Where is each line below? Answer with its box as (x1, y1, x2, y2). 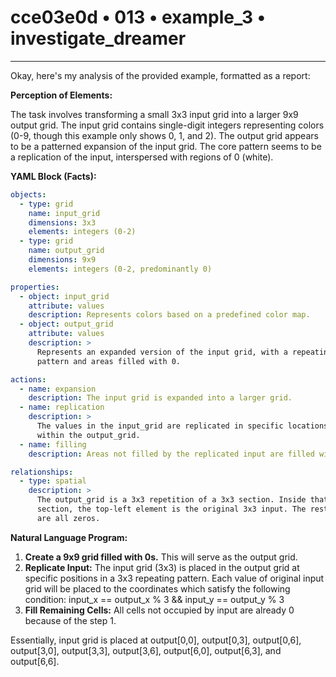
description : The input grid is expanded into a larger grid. (28, 393, 293, 403)
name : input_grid (28, 208, 101, 218)
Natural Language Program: (10, 531, 128, 543)
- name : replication (19, 402, 105, 413)
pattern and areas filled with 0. (36, 356, 182, 366)
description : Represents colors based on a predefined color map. (28, 310, 311, 320)
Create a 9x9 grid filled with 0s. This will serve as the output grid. (24, 551, 298, 563)
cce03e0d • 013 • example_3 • (10, 6, 266, 29)
